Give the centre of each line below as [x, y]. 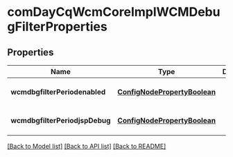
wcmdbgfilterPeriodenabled [58, 92]
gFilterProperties [57, 27]
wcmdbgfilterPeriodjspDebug [61, 120]
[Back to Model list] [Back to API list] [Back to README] [87, 146]
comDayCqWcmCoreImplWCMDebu [114, 12]
